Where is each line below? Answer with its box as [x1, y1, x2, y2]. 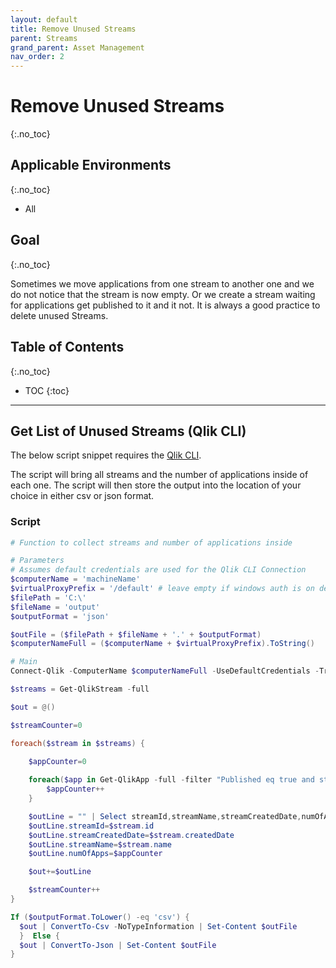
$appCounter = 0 [28, 757, 87, 767]
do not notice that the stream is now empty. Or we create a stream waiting [10, 288, 316, 300]
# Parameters [10, 556, 65, 566]
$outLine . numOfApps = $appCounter [28, 849, 163, 859]
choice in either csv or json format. [10, 490, 155, 502]
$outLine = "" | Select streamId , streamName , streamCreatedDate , [28, 811, 302, 821]
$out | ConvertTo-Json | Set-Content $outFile [19, 940, 217, 950]
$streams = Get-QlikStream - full [10, 684, 150, 695]
